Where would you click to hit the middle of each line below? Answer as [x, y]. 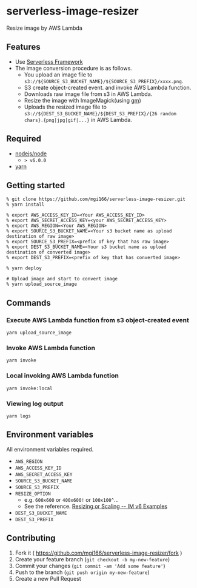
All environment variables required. [50, 449]
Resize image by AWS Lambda [45, 28]
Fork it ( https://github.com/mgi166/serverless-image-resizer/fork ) [98, 553]
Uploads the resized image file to [65, 107]
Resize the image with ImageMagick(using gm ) [82, 100]
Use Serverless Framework [49, 61]
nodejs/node [31, 154]
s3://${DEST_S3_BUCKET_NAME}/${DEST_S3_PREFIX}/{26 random [100, 113]
